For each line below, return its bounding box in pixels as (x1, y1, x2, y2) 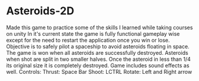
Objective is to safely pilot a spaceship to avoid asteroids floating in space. (6, 43, 189, 50)
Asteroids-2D (6, 4, 74, 18)
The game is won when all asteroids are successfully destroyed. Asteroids (6, 49, 189, 56)
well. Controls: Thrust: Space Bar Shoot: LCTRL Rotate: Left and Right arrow (6, 68, 192, 75)
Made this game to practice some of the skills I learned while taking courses (6, 24, 193, 31)
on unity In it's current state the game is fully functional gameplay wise (6, 30, 180, 37)
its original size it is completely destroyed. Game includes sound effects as (6, 61, 189, 69)
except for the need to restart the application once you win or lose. (6, 36, 170, 43)
